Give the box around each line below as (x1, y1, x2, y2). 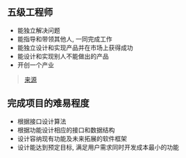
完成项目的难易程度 (7, 97, 90, 109)
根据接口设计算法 (17, 117, 67, 126)
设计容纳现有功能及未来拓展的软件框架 (17, 134, 127, 143)
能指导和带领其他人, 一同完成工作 (17, 34, 112, 43)
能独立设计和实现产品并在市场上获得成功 (17, 43, 133, 52)
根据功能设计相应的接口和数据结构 (17, 126, 115, 134)
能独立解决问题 (17, 26, 60, 34)
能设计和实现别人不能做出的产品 (17, 52, 109, 60)
